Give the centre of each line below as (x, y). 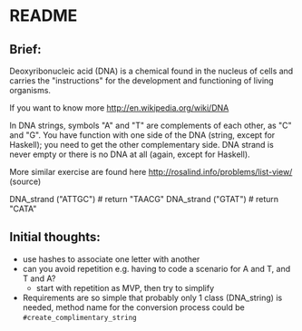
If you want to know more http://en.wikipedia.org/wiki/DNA (119, 108)
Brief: (26, 49)
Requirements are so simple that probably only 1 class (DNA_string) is (152, 297)
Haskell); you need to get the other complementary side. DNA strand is (141, 145)
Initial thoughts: (55, 237)
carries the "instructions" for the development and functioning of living (141, 81)
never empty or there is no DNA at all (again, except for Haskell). (130, 154)
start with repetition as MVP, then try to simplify (125, 287)
